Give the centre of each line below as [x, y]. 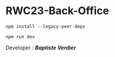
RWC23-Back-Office [57, 11]
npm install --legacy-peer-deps [45, 26]
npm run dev [20, 36]
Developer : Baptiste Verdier [41, 48]
